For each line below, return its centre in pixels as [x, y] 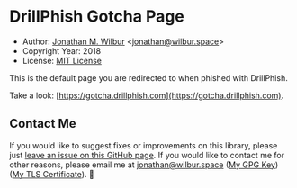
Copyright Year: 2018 [62, 50]
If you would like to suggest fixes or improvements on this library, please [144, 145]
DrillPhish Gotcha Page [97, 17]
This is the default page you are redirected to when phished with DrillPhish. [148, 77]
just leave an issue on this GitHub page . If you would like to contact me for [147, 155]
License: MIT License [62, 60]
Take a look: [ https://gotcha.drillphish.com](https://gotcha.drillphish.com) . [147, 95]
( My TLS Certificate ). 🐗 [52, 174]
